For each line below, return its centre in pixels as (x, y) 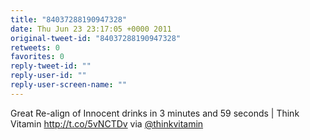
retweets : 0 (35, 47)
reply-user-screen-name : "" (69, 85)
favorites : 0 (37, 57)
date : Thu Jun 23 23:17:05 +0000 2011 (91, 29)
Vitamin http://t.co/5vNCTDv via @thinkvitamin (107, 123)
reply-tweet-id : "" (51, 66)
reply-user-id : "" (48, 76)
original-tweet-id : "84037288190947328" (96, 38)
